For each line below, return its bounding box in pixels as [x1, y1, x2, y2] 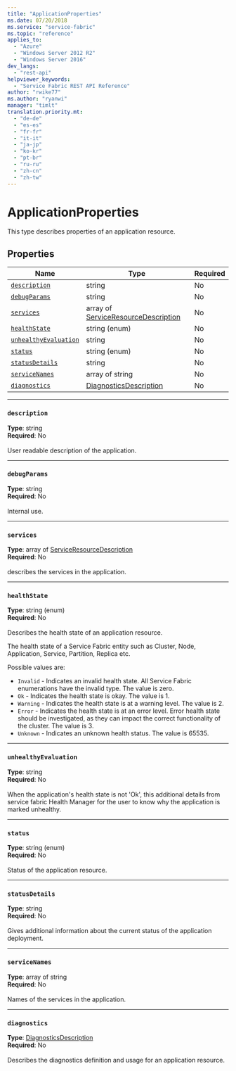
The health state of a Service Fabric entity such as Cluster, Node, [7, 642, 197, 651]
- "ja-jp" [13, 141, 42, 148]
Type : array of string [7, 972, 67, 981]
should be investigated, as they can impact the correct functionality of [17, 714, 221, 723]
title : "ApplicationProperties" [7, 10, 102, 18]
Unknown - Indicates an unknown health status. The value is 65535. [17, 729, 209, 737]
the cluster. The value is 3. [17, 722, 94, 730]
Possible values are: [7, 663, 65, 672]
